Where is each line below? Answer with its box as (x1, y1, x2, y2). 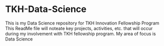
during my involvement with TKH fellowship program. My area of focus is (5, 30, 156, 36)
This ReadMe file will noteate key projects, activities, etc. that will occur (5, 25, 153, 31)
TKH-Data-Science (5, 3, 87, 15)
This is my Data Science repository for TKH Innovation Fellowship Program (5, 20, 159, 26)
